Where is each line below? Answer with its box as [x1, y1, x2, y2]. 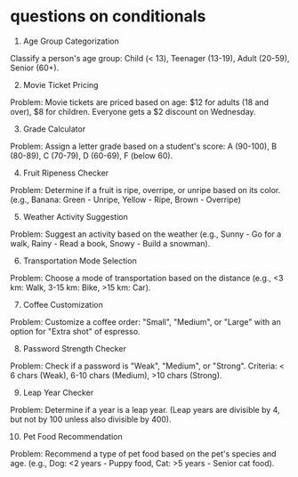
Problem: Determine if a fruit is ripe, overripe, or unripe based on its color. [10, 184, 281, 195]
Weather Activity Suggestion [22, 211, 128, 222]
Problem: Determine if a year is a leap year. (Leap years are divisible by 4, [10, 404, 280, 415]
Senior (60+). [10, 62, 60, 73]
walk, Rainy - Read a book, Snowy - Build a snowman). [10, 238, 211, 248]
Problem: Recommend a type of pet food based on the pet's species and [10, 448, 277, 459]
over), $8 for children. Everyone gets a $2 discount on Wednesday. [10, 106, 256, 117]
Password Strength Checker [22, 343, 127, 353]
